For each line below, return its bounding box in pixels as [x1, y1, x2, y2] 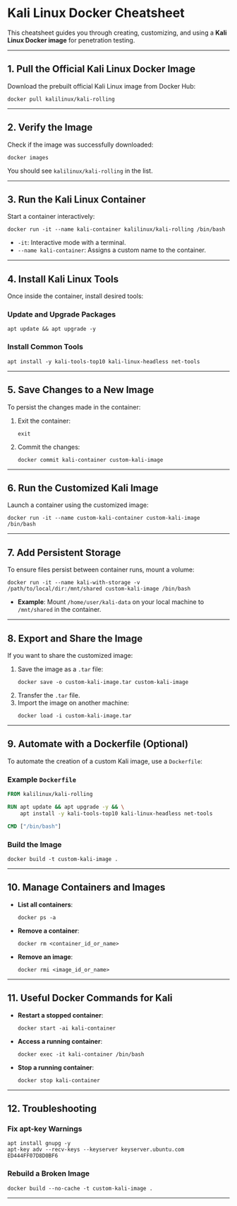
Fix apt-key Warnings [7, 1124, 83, 1134]
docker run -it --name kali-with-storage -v [7, 579, 140, 586]
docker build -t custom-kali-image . [7, 855, 119, 863]
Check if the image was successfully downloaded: [7, 140, 154, 149]
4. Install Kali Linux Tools [7, 273, 119, 285]
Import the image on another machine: [17, 699, 129, 707]
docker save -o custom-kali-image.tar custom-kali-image [17, 678, 189, 686]
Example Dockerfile [7, 774, 76, 784]
